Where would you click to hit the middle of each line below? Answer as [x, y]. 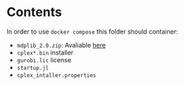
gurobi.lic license [44, 59]
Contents [35, 12]
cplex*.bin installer [45, 52]
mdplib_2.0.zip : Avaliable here [61, 45]
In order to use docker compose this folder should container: [92, 31]
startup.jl [33, 68]
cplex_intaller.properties [56, 75]
